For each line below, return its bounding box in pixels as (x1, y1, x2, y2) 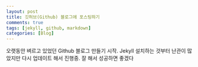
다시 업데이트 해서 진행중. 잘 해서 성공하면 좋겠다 (21, 55, 134, 62)
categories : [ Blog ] (6, 31, 54, 36)
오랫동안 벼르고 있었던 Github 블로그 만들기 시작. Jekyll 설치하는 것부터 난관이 (6, 48, 186, 55)
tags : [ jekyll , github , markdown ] (6, 25, 92, 31)
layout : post (6, 8, 38, 15)
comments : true (6, 19, 44, 25)
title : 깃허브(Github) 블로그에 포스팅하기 (6, 14, 100, 20)
